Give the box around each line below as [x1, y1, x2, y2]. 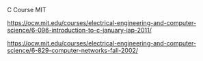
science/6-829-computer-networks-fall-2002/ [7, 47, 139, 54]
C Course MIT [7, 6, 46, 14]
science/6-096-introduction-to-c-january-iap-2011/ [7, 26, 152, 34]
